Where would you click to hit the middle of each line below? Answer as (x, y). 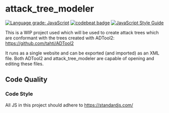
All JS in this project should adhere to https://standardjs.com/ (69, 105)
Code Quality (26, 79)
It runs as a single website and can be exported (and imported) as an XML (82, 53)
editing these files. (25, 64)
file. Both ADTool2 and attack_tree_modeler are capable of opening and (80, 58)
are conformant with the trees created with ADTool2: (60, 38)
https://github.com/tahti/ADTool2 (40, 43)
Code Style (19, 94)
